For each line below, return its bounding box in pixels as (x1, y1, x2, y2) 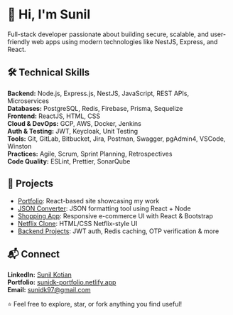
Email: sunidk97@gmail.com (7, 286, 91, 294)
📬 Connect (7, 248, 60, 260)
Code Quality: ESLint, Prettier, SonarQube (7, 156, 131, 166)
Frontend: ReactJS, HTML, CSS (7, 112, 101, 120)
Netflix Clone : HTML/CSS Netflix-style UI (17, 219, 138, 228)
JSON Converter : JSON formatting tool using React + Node (17, 204, 191, 213)
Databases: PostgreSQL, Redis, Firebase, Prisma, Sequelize (7, 104, 183, 112)
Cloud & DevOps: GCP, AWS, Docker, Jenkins (7, 119, 142, 127)
